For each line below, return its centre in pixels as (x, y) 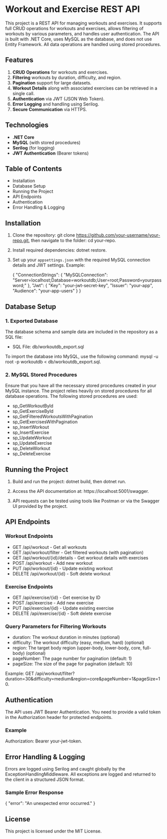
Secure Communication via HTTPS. (50, 109)
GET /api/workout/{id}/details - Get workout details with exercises (80, 558)
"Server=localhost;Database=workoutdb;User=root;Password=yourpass (87, 280)
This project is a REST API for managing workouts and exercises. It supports (83, 23)
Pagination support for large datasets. (52, 83)
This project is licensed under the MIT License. (53, 831)
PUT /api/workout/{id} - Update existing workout (62, 568)
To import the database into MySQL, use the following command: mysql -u (82, 356)
